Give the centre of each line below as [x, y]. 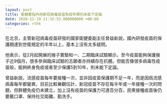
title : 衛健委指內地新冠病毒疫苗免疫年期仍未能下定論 [54, 14]
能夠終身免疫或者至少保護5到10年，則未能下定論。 [70, 67]
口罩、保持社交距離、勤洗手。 [44, 97]
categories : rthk [23, 24]
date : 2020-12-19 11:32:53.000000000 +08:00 [52, 19]
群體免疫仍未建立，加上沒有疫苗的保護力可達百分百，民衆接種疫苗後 [88, 90]
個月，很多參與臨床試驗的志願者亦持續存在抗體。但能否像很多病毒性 [86, 61]
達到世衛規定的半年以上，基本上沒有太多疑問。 [62, 45]
